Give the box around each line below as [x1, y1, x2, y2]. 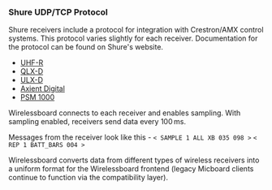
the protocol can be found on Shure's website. [8, 42, 164, 52]
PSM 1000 [19, 93, 55, 102]
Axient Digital [19, 84, 65, 93]
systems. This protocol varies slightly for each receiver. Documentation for [8, 33, 258, 43]
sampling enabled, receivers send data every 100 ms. [8, 117, 187, 127]
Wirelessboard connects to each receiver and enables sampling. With [8, 108, 241, 118]
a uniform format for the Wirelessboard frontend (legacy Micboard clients [8, 164, 254, 174]
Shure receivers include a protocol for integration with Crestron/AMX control [8, 25, 264, 35]
